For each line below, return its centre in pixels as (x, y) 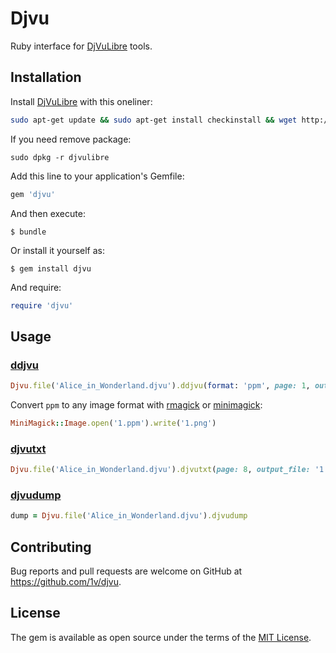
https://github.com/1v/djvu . (66, 581)
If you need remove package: (71, 139)
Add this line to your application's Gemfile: (97, 176)
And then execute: (48, 213)
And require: (36, 287)
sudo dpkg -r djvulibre (60, 157)
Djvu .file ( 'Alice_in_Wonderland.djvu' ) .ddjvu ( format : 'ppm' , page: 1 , (160, 386)
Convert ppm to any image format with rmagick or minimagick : (136, 404)
